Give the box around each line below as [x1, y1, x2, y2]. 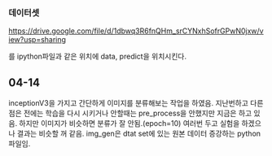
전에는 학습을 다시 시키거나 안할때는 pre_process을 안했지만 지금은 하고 [23, 108, 252, 119]
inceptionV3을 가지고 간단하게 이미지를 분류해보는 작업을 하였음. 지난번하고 [8, 98, 248, 108]
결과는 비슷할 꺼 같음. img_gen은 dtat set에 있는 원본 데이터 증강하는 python [16, 128, 261, 139]
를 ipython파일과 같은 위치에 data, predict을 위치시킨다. [8, 51, 187, 62]
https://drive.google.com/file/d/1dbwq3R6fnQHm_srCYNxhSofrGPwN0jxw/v [8, 26, 264, 36]
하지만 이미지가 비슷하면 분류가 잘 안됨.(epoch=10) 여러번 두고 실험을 [19, 119, 240, 128]
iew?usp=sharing [8, 35, 67, 45]
